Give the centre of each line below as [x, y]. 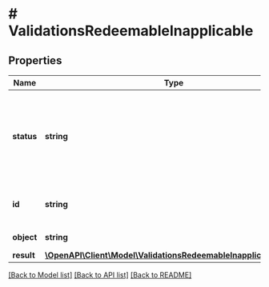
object [25, 237]
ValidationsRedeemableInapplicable [131, 31]
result [24, 255]
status [25, 136]
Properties [35, 60]
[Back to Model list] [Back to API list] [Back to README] [100, 275]
